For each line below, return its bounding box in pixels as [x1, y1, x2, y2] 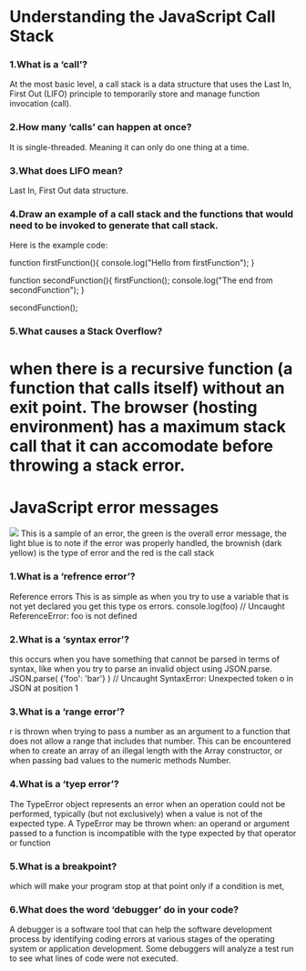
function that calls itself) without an [9, 378, 285, 399]
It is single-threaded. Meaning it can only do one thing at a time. [9, 141, 250, 152]
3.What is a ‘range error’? [9, 705, 126, 718]
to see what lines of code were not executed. [9, 953, 179, 964]
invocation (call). [9, 98, 72, 109]
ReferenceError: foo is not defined [9, 610, 138, 621]
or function [9, 837, 51, 848]
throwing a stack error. [9, 455, 186, 476]
